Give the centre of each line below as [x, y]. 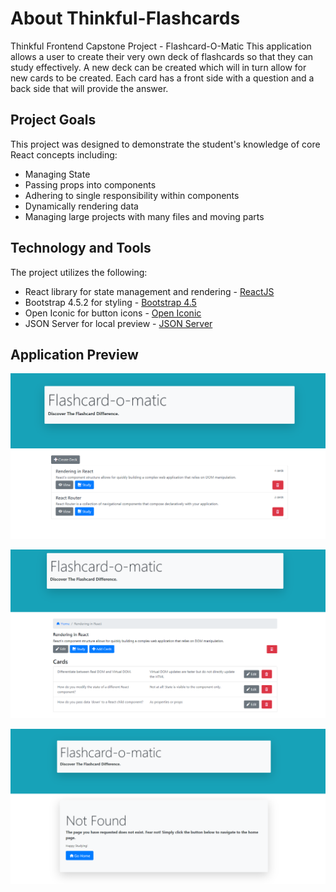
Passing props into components [90, 184]
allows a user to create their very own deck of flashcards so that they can [162, 56]
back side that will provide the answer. [89, 88]
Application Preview [74, 354]
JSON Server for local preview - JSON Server [118, 323]
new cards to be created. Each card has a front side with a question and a [162, 78]
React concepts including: [64, 154]
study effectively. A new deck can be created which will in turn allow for [158, 67]
